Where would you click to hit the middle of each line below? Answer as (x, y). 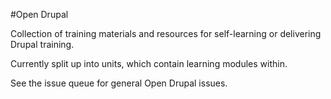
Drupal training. (42, 44)
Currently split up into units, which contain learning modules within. (149, 63)
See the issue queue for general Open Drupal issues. (119, 83)
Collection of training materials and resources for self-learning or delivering (166, 33)
